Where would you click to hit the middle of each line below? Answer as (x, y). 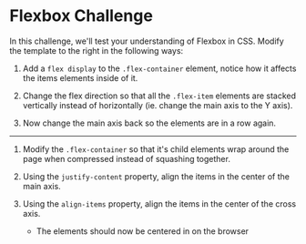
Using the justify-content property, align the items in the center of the (156, 176)
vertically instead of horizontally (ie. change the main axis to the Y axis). (158, 105)
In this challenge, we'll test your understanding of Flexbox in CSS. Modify (147, 41)
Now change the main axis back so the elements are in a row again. (149, 123)
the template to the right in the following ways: (97, 50)
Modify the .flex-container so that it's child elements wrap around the (156, 149)
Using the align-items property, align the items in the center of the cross (159, 203)
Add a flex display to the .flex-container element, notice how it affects (159, 68)
